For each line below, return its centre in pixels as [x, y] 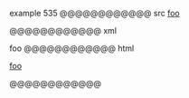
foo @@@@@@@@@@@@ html [72, 48]
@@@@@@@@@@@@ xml [63, 30]
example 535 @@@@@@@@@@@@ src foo [94, 13]
